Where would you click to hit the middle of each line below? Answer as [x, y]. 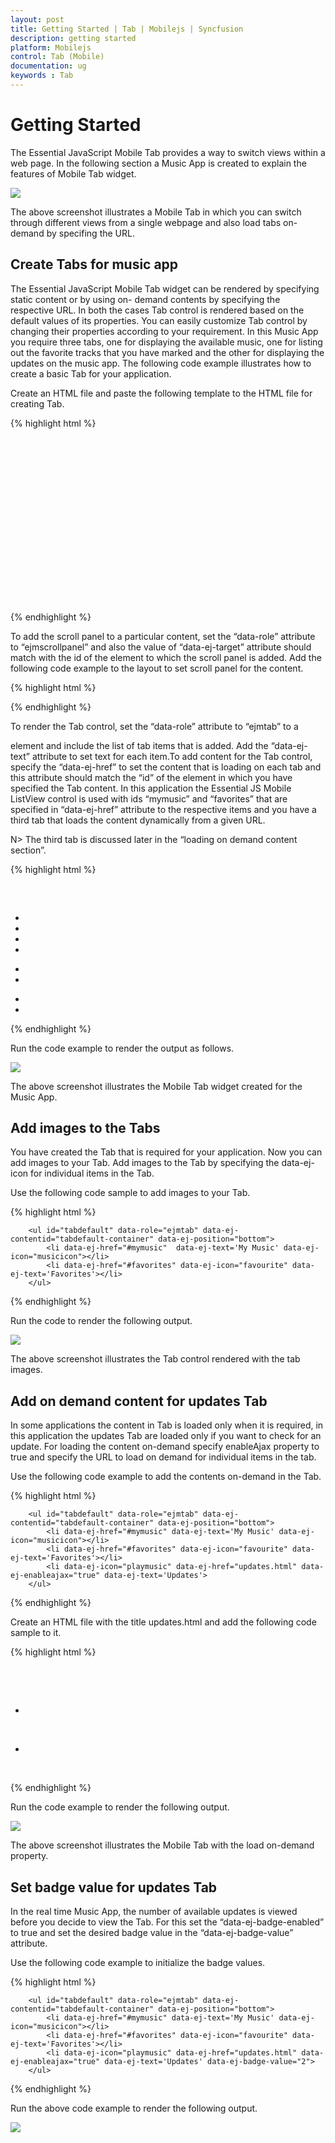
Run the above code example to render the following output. [134, 2108]
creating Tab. [37, 403]
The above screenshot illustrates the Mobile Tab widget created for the [156, 1086]
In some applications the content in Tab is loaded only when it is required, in [167, 1425]
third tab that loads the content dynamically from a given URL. [138, 820]
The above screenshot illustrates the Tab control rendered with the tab [155, 1359]
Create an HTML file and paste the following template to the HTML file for [161, 393]
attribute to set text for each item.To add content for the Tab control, [172, 756]
